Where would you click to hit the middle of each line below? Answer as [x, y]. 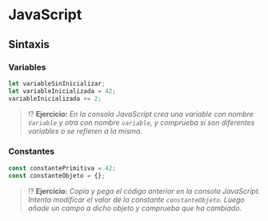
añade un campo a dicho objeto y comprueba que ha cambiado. [135, 208]
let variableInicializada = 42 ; [62, 91]
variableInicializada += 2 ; [55, 98]
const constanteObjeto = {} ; [57, 175]
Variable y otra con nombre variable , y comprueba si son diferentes [141, 123]
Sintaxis [29, 44]
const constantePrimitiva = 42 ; [62, 168]
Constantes [31, 151]
